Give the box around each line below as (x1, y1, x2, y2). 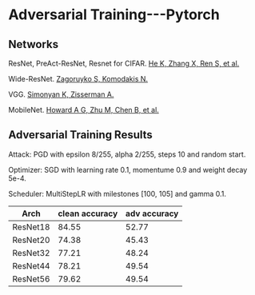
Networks (8, 38, 58, 51)
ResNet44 (12, 260, 50, 271)
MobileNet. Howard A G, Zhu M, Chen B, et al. (8, 106, 160, 114)
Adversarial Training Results (8, 128, 153, 142)
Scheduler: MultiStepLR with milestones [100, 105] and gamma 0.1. (8, 189, 226, 198)
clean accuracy (58, 208, 118, 219)
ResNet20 (12, 234, 50, 245)
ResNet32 (12, 247, 50, 258)
